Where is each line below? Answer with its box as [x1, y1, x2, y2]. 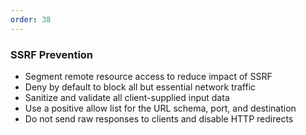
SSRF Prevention [10, 47, 94, 61]
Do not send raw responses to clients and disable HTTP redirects [24, 112, 294, 125]
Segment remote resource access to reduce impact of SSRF [24, 70, 273, 82]
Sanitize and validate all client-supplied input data [24, 91, 230, 103]
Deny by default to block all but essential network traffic [24, 81, 257, 93]
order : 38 [10, 14, 52, 25]
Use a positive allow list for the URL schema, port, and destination [24, 102, 297, 114]
